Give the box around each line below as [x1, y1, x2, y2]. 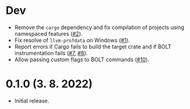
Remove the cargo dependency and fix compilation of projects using [14, 24, 185, 31]
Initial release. [14, 97, 50, 104]
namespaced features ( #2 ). [14, 30, 83, 37]
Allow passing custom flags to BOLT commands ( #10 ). [14, 56, 149, 63]
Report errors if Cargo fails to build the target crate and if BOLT [14, 43, 172, 50]
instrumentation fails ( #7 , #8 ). [14, 49, 88, 56]
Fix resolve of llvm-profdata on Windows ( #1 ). [14, 36, 131, 44]
